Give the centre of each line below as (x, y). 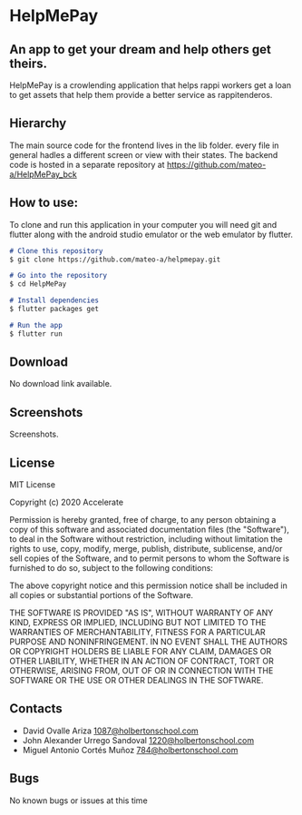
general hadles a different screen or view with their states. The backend (144, 154)
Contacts (36, 709)
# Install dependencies (54, 300)
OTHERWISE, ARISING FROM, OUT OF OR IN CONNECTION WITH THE (141, 671)
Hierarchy (38, 123)
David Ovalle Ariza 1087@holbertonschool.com (111, 731)
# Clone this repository (56, 250)
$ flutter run (36, 334)
